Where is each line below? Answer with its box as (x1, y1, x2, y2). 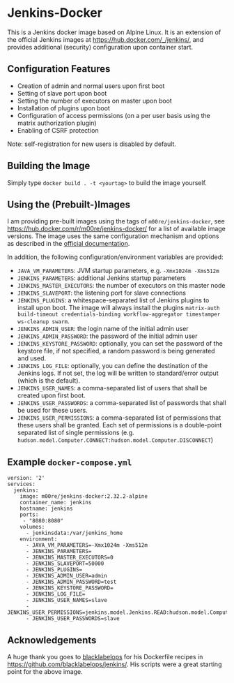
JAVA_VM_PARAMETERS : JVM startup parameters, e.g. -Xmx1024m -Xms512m (17, 267, 219, 275)
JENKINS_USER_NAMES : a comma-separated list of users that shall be (17, 384, 208, 392)
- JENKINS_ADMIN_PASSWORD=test (25, 578, 117, 586)
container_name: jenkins (19, 499, 92, 506)
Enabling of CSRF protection (17, 126, 99, 134)
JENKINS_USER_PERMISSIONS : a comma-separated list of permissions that (17, 413, 221, 422)
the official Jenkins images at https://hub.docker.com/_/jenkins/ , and (7, 35, 204, 43)
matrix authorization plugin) (17, 119, 97, 127)
